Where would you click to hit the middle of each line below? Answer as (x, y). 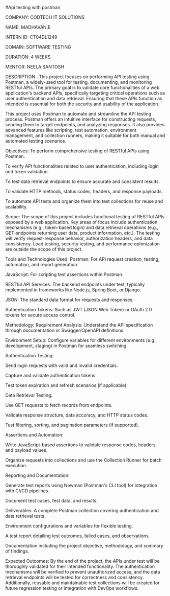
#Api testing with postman (33, 7)
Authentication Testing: (30, 356)
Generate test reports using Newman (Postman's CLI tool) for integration (81, 485)
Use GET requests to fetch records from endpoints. (59, 405)
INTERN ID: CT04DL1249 (31, 37)
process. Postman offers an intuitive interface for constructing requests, (81, 119)
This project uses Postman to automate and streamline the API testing (78, 114)
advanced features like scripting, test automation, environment (71, 130)
